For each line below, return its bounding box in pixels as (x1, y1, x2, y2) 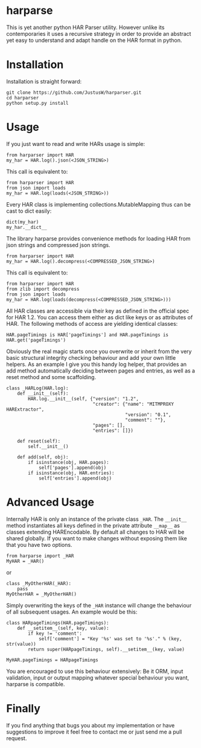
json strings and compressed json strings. (6, 241, 110, 248)
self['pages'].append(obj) (38, 465, 107, 471)
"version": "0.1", (125, 411, 171, 418)
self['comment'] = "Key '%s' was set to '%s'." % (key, (38, 635, 182, 642)
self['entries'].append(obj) (38, 475, 112, 482)
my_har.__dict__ (6, 224, 47, 230)
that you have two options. (6, 541, 72, 548)
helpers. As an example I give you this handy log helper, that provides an (6, 360, 187, 368)
